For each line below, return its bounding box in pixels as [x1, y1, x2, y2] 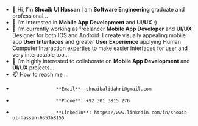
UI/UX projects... [12, 64, 55, 71]
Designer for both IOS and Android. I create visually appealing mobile [12, 32, 186, 39]
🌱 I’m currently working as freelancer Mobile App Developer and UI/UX [12, 25, 192, 32]
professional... [12, 12, 48, 19]
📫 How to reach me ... [12, 71, 69, 78]
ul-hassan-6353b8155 [12, 115, 65, 121]
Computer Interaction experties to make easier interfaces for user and [12, 44, 188, 52]
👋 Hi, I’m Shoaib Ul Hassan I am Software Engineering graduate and [12, 6, 185, 13]
